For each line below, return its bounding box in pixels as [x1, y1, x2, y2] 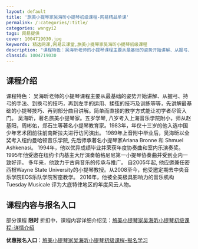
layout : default [6, 8, 46, 15]
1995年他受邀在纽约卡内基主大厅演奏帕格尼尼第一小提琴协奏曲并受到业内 [6, 152, 183, 159]
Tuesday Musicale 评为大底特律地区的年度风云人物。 [6, 181, 134, 188]
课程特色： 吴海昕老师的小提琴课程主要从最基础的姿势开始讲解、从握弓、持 [6, 93, 189, 100]
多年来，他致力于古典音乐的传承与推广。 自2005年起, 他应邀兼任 [28, 159, 185, 166]
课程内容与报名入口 [6, 200, 76, 210]
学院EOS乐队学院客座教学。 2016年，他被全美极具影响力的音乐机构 [11, 173, 174, 181]
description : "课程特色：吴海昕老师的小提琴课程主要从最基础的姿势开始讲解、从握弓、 [6, 47, 193, 53]
